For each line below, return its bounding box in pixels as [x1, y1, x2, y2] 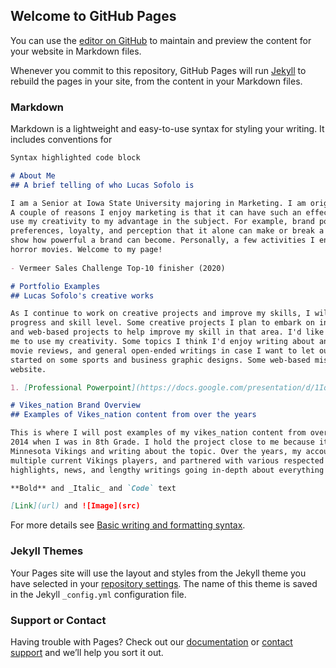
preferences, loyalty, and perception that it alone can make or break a [10, 226, 325, 236]
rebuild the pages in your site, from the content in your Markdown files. [10, 75, 303, 87]
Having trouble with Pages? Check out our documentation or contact [10, 635, 293, 648]
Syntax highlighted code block [10, 153, 141, 163]
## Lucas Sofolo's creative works [10, 290, 155, 301]
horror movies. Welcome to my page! [10, 245, 163, 255]
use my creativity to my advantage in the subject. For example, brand [10, 217, 315, 227]
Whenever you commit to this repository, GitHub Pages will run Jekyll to [10, 64, 307, 76]
